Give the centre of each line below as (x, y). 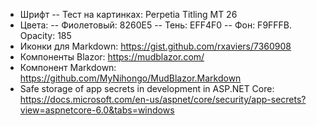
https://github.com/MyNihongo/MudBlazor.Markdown (130, 78)
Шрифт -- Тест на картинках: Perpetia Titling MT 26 (128, 14)
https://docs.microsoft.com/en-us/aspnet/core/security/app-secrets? (163, 99)
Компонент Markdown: (68, 67)
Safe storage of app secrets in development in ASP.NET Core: (147, 88)
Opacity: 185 (45, 35)
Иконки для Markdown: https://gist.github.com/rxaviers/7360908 (155, 46)
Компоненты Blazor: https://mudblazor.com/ (112, 57)
